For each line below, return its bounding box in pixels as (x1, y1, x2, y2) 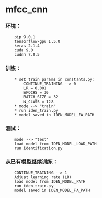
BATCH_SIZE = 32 (23, 94, 58, 100)
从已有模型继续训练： (5, 158, 58, 166)
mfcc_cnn (5, 4, 48, 15)
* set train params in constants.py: (14, 77, 95, 82)
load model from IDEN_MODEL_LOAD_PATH (14, 141, 97, 147)
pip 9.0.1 (14, 35, 36, 40)
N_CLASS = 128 (23, 99, 54, 104)
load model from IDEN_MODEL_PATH (14, 179, 86, 184)
